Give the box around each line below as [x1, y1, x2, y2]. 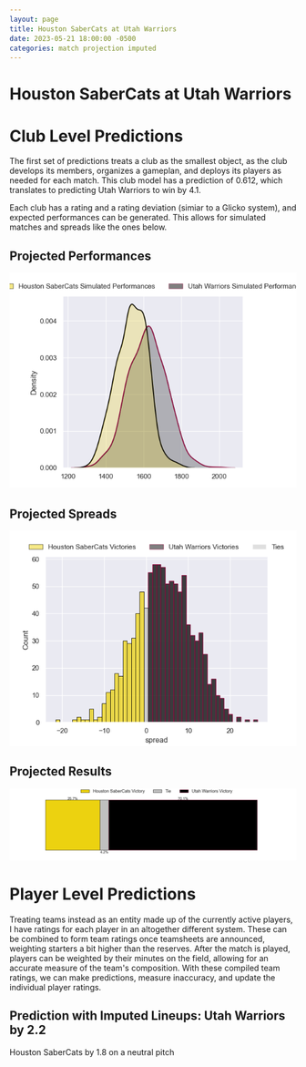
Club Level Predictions [9, 126, 184, 146]
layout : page [9, 15, 59, 24]
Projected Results [9, 764, 112, 779]
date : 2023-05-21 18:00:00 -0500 [9, 34, 137, 43]
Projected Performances [9, 248, 152, 263]
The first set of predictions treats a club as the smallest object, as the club [9, 156, 288, 167]
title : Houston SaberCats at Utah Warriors [9, 24, 178, 34]
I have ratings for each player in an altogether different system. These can [9, 923, 288, 934]
